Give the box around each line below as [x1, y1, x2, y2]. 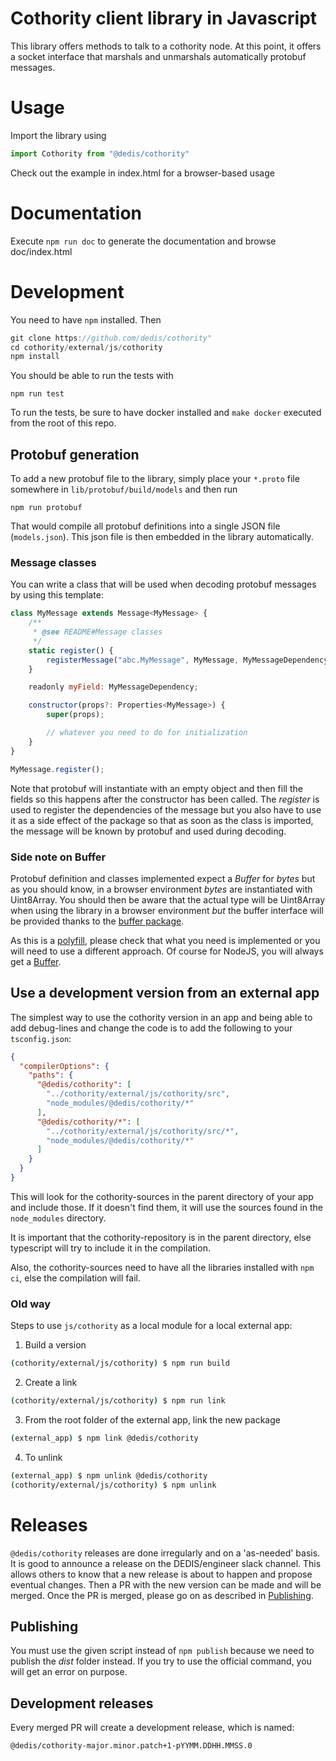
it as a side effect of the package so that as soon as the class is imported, [10, 814, 314, 826]
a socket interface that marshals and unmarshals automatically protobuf [10, 50, 307, 62]
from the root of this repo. [10, 417, 117, 429]
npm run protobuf [10, 503, 83, 513]
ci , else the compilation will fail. [10, 1272, 141, 1284]
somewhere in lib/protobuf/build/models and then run [10, 483, 238, 496]
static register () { [28, 645, 114, 656]
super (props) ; [46, 710, 105, 720]
